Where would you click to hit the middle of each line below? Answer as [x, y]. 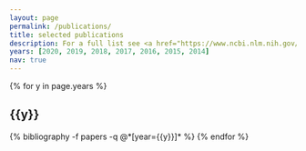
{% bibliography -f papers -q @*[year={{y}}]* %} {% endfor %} [129, 136]
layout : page [34, 18]
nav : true [28, 60]
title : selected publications [67, 35]
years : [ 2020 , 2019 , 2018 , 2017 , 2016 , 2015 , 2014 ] [110, 52]
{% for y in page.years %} [58, 86]
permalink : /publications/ [61, 26]
